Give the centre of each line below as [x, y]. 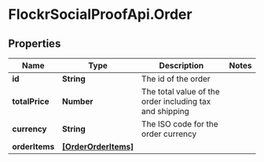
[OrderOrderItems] [98, 147]
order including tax [176, 101]
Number [77, 101]
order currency [169, 134]
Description [181, 66]
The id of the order [176, 79]
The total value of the [180, 92]
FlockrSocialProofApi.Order [100, 15]
